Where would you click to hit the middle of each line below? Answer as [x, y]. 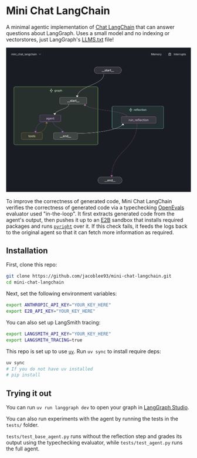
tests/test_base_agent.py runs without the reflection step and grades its [94, 436]
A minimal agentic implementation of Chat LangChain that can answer [90, 27]
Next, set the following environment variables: [62, 293]
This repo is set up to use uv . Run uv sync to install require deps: [84, 351]
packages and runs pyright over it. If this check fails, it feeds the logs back [97, 226]
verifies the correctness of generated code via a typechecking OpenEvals [95, 207]
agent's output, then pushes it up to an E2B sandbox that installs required [95, 220]
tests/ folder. [23, 425]
